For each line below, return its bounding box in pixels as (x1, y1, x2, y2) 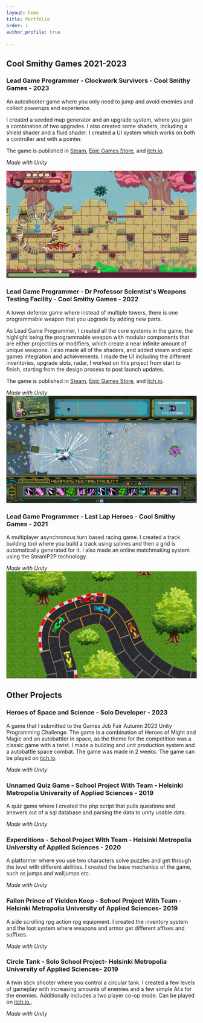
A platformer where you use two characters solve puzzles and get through (6, 857, 192, 864)
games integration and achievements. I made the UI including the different (6, 353, 191, 360)
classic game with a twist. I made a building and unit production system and (6, 741, 195, 748)
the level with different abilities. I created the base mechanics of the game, (6, 863, 192, 871)
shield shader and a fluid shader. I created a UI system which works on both (6, 129, 195, 136)
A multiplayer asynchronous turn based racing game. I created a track (6, 534, 181, 541)
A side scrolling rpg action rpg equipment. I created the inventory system (6, 918, 188, 925)
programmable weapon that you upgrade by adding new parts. (6, 315, 163, 322)
